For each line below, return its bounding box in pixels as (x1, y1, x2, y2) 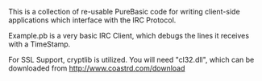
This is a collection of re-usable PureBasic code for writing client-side (8, 7, 240, 16)
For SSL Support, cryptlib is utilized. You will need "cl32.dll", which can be (8, 55, 255, 64)
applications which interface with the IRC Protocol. (8, 15, 177, 25)
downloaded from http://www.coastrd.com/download (8, 63, 185, 73)
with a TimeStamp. (8, 39, 71, 49)
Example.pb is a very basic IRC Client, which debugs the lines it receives (8, 31, 250, 40)
